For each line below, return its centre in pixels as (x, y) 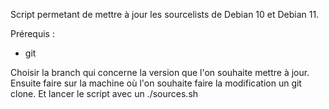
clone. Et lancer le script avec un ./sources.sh (104, 93)
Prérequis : (32, 33)
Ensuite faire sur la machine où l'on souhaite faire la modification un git (156, 83)
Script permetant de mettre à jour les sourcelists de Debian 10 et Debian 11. (165, 14)
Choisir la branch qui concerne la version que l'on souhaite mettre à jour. (160, 72)
